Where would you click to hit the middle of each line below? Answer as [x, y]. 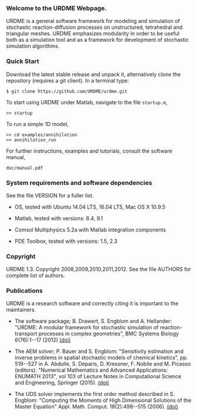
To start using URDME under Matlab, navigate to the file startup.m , [87, 102]
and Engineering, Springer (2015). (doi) [62, 383]
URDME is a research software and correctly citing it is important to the [92, 303]
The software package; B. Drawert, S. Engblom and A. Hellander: [93, 321]
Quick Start [23, 61]
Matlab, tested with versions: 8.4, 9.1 [59, 218]
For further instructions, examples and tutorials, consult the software [89, 151]
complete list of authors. [36, 276]
